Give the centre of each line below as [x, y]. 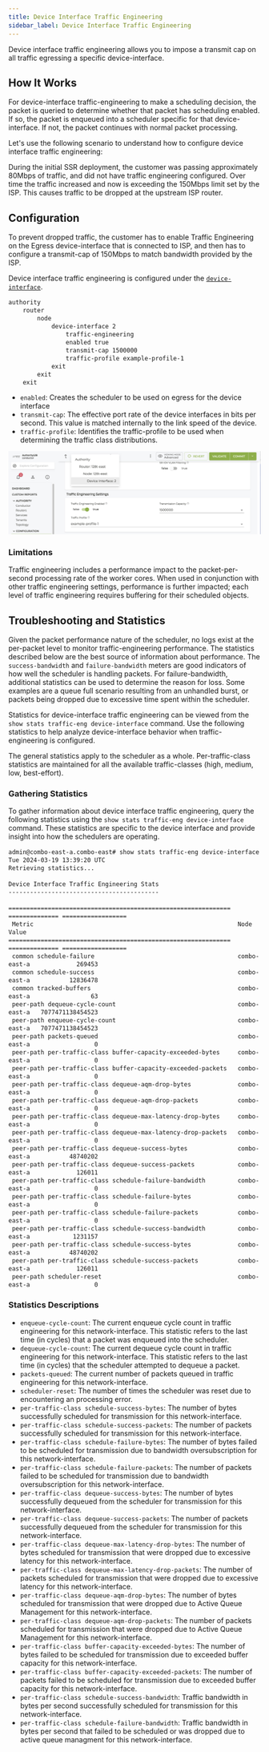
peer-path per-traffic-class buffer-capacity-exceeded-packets [119, 1069]
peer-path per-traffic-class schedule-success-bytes [102, 1245]
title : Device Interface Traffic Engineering [85, 17]
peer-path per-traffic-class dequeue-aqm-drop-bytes [102, 1085]
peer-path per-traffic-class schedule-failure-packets [105, 1213]
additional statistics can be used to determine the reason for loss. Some [127, 683]
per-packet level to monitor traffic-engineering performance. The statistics [131, 648]
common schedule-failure [53, 957]
